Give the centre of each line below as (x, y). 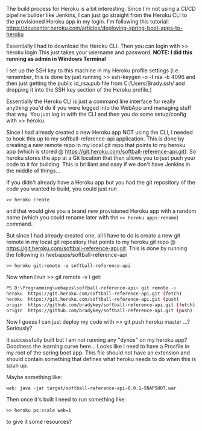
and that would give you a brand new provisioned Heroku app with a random (101, 211)
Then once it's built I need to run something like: (66, 400)
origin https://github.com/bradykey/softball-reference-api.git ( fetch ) (101, 305)
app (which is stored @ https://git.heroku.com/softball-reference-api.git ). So (101, 151)
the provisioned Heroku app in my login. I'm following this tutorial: (88, 21)
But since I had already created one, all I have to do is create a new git (93, 235)
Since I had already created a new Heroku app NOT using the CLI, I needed (99, 132)
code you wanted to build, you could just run (62, 189)
